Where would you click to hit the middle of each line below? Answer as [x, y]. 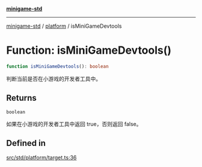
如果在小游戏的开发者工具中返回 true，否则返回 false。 [74, 124]
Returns [22, 98]
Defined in [26, 143]
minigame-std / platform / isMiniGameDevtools [64, 26]
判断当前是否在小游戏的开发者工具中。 [54, 78]
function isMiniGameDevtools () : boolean [58, 66]
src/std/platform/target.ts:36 [41, 158]
